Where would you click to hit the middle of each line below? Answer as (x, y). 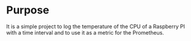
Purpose (28, 10)
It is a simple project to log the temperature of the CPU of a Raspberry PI (96, 26)
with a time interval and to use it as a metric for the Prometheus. (85, 32)
